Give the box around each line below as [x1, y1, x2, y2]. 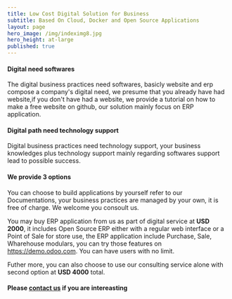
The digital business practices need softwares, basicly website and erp [7, 80, 214, 88]
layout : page [7, 23, 46, 30]
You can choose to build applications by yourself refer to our [7, 188, 183, 197]
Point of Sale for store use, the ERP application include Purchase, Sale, [7, 232, 212, 240]
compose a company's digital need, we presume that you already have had [7, 88, 225, 96]
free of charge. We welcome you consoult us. [7, 203, 139, 211]
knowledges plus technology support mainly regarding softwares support [7, 149, 220, 158]
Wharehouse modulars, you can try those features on [7, 239, 162, 248]
